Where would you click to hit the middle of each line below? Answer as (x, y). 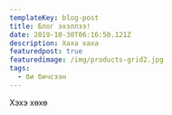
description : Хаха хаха (54, 43)
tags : (19, 69)
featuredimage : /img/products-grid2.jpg (87, 60)
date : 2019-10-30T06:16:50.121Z (70, 34)
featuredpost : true (46, 52)
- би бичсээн (42, 77)
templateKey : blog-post (54, 18)
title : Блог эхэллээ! (50, 26)
